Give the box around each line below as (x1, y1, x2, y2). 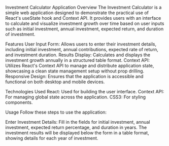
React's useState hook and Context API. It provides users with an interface (5, 15, 161, 21)
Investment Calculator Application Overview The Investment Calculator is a (5, 5, 162, 10)
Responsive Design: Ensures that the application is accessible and (5, 74, 144, 79)
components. (5, 99, 33, 105)
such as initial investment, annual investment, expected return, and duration (5, 26, 164, 32)
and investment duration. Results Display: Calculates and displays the (5, 52, 151, 58)
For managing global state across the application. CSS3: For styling (5, 94, 146, 100)
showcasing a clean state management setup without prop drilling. (5, 68, 145, 74)
